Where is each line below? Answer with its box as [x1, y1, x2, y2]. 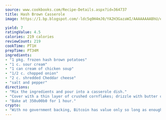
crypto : [5, 103, 21, 108]
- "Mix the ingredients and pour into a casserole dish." [5, 89, 127, 94]
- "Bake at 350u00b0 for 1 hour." [5, 98, 77, 103]
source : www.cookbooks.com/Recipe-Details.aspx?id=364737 [5, 7, 127, 12]
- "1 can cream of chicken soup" [5, 66, 74, 71]
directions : [5, 85, 30, 90]
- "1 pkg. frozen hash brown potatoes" [5, 57, 87, 62]
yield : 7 [5, 25, 23, 30]
